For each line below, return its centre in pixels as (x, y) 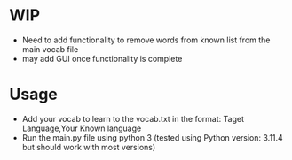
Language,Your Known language (82, 128)
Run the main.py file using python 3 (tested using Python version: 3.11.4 (153, 137)
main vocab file (50, 49)
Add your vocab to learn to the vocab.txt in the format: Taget (133, 118)
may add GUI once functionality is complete (102, 58)
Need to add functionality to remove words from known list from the (146, 40)
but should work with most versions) (89, 147)
